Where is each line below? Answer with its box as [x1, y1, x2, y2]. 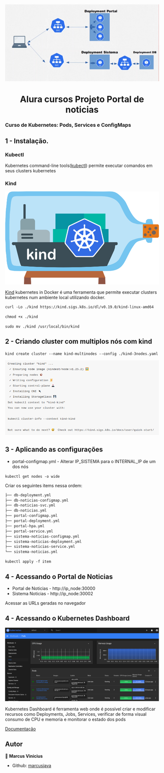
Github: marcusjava [12, 762, 51, 768]
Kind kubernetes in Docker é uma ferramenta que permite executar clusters [5, 289, 157, 295]
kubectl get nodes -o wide [5, 474, 60, 479]
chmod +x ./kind [5, 314, 38, 320]
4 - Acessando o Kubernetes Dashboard [5, 614, 130, 623]
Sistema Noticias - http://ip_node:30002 [12, 591, 94, 596]
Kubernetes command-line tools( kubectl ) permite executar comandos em [5, 163, 153, 168]
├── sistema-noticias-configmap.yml [5, 534, 80, 539]
